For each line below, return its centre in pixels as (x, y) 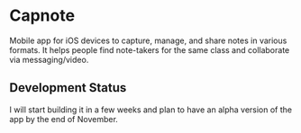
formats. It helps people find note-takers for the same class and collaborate (150, 49)
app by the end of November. (64, 119)
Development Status (68, 88)
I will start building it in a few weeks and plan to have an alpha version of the (151, 110)
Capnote (42, 16)
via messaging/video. (49, 59)
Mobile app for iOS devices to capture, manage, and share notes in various (148, 40)
